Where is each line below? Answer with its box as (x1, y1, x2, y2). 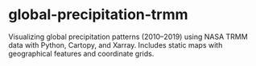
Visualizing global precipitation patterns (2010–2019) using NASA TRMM (8, 32, 248, 41)
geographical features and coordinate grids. (8, 49, 155, 58)
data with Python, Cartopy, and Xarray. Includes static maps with (8, 40, 223, 49)
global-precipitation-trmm (8, 6, 188, 24)
